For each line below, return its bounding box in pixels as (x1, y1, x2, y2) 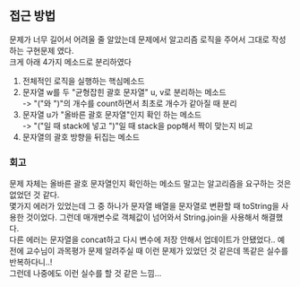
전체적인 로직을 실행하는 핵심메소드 (21, 75, 145, 86)
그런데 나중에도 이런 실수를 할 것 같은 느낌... (9, 268, 162, 279)
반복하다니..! (9, 257, 53, 267)
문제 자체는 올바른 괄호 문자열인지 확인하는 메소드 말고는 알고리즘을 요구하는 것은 (9, 178, 292, 189)
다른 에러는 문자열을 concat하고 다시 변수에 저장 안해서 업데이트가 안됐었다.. (9, 234, 276, 245)
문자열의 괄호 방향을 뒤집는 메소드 (21, 131, 141, 142)
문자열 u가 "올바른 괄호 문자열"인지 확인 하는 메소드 (21, 109, 202, 119)
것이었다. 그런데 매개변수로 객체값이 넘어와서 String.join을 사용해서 (25, 212, 260, 222)
